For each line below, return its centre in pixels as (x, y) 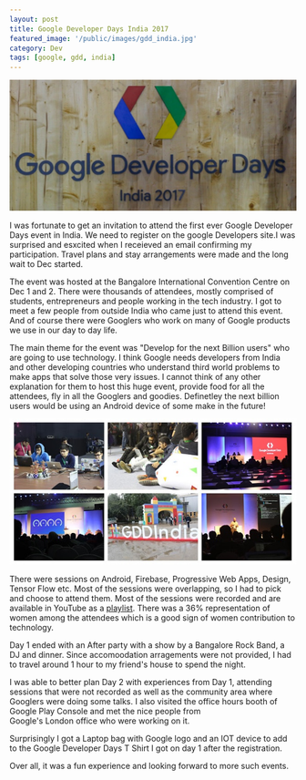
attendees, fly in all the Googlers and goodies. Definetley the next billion (144, 396)
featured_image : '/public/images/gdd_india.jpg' (103, 38)
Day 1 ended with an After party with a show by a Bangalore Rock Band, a (147, 645)
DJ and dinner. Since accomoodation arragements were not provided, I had (150, 654)
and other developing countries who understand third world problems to (145, 367)
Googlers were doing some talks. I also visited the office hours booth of (143, 701)
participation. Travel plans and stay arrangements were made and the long (149, 254)
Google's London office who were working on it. (100, 721)
